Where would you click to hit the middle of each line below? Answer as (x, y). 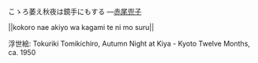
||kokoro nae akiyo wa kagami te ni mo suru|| (81, 27)
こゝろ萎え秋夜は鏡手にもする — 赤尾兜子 (75, 11)
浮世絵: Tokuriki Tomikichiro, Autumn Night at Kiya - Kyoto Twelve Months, (129, 43)
